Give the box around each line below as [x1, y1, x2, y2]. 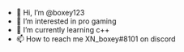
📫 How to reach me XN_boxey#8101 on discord [15, 34, 176, 44]
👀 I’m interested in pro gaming [15, 16, 117, 26]
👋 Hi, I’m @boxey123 [15, 8, 85, 17]
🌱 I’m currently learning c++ [15, 25, 110, 34]
